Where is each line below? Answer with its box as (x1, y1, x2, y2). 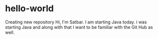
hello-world (5, 3, 54, 14)
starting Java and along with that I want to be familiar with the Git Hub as (5, 24, 153, 30)
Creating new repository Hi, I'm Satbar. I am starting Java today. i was (5, 19, 147, 25)
